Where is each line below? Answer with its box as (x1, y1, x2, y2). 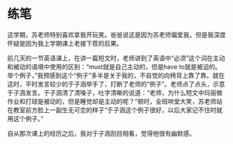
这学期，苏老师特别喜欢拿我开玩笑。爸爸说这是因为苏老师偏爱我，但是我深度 (7, 30, 226, 39)
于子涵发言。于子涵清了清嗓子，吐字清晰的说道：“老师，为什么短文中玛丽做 (7, 88, 223, 97)
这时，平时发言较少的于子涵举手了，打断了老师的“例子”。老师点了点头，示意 (7, 80, 225, 88)
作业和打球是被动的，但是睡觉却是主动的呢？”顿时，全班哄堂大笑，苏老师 (7, 97, 217, 105)
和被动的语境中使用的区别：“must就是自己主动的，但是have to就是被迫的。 (7, 62, 222, 71)
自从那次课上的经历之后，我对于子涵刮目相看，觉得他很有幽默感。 (7, 129, 196, 137)
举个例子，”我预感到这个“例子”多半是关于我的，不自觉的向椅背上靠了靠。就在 (7, 71, 225, 80)
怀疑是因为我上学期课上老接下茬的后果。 (7, 39, 123, 47)
